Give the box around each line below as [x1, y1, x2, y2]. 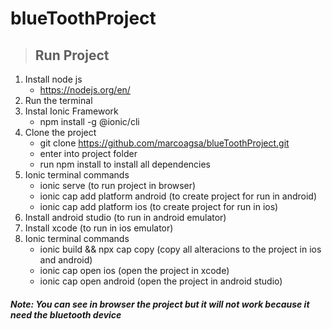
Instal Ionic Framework [24, 105, 119, 117]
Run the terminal [24, 95, 93, 106]
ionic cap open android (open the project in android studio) [39, 275, 283, 287]
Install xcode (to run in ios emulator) [24, 222, 174, 234]
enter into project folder [39, 148, 138, 159]
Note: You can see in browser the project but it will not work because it [10, 298, 310, 310]
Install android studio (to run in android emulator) [24, 212, 227, 223]
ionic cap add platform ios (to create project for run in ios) [39, 201, 279, 212]
